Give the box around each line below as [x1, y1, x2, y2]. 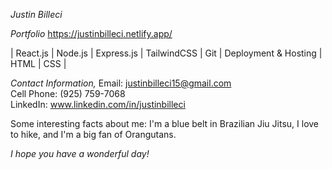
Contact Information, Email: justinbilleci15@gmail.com [10, 77, 232, 89]
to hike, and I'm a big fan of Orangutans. [10, 129, 177, 140]
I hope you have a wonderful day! [10, 148, 150, 159]
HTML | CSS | [10, 58, 67, 69]
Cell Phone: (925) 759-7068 [10, 88, 126, 99]
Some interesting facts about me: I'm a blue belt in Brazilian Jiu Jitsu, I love [10, 118, 320, 129]
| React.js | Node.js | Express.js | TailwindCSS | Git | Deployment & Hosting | [10, 47, 323, 59]
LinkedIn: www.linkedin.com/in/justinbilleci [10, 99, 186, 110]
